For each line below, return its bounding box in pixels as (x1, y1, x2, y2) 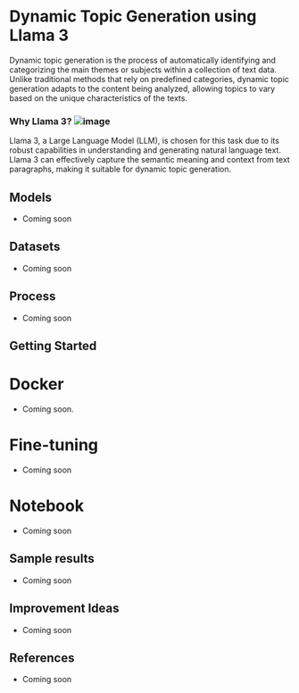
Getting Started (9, 338, 97, 354)
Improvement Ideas (9, 601, 120, 616)
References (9, 650, 75, 665)
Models (9, 189, 52, 205)
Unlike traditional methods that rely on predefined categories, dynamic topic (9, 73, 290, 84)
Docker (9, 374, 64, 395)
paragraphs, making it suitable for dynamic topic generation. (9, 163, 232, 175)
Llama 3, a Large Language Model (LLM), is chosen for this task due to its (9, 136, 279, 146)
